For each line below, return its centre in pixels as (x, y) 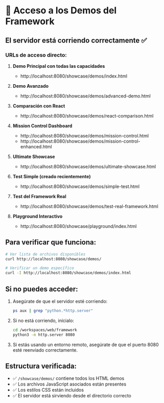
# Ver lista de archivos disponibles (45, 254)
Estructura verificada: (41, 366)
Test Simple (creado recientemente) (52, 176)
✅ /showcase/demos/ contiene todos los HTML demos (68, 378)
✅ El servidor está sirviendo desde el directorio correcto (72, 396)
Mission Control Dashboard (42, 126)
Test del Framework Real (39, 196)
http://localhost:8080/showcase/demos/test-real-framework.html (89, 206)
